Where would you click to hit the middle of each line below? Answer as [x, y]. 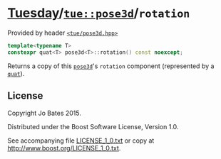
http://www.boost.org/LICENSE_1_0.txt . [64, 148]
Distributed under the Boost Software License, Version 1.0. [93, 126]
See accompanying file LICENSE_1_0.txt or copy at [81, 141]
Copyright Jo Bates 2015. [45, 113]
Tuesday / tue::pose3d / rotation [99, 13]
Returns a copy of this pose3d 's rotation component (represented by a [111, 66]
